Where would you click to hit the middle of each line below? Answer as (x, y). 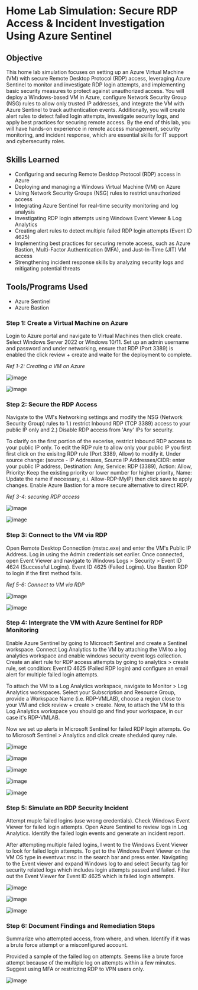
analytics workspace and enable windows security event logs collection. (94, 656)
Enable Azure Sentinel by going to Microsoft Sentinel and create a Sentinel (97, 643)
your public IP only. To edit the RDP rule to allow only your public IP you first (98, 447)
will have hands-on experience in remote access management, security (93, 129)
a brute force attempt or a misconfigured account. (67, 945)
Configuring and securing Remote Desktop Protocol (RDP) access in (98, 174)
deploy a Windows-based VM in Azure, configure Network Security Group (97, 97)
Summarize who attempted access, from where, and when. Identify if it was (98, 939)
